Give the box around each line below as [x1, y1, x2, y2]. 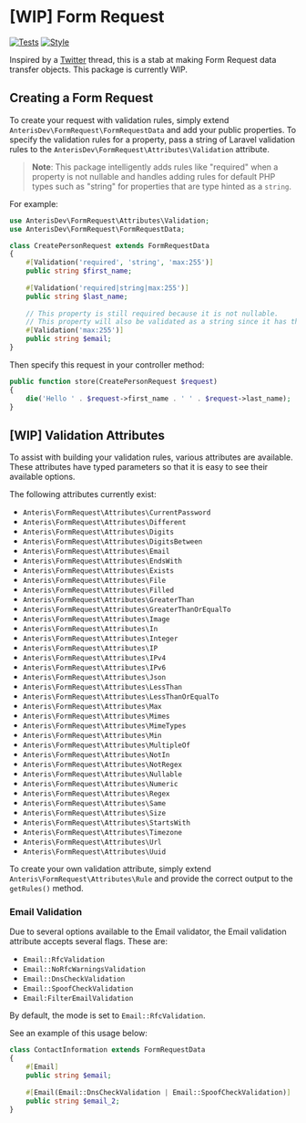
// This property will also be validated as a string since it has [25, 317, 287, 327]
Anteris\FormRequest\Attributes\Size [22, 809, 167, 818]
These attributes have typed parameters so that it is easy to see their [9, 462, 269, 473]
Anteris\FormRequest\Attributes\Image [22, 615, 170, 624]
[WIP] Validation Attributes [9, 427, 166, 443]
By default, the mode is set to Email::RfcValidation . [9, 1010, 207, 1021]
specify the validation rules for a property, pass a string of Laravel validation [9, 134, 296, 145]
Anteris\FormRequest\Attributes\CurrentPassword [22, 508, 211, 517]
